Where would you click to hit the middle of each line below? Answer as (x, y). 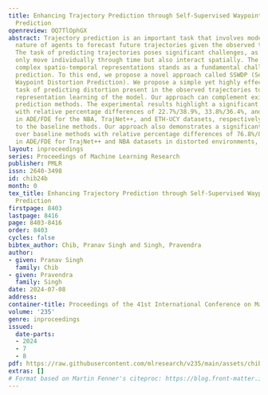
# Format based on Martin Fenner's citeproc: (85, 378)
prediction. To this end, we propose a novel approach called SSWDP (132, 75)
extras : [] (26, 371)
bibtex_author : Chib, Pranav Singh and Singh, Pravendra (105, 245)
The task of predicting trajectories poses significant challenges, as (137, 53)
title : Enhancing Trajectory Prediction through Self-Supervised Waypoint (135, 16)
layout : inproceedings (46, 149)
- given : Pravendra (41, 275)
